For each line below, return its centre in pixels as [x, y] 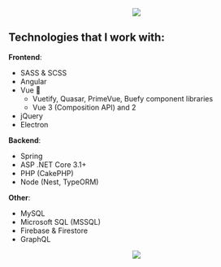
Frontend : [25, 57]
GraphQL [35, 239]
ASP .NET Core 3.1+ [53, 164]
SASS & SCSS [43, 72]
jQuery [31, 116]
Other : [19, 197]
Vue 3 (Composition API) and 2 [84, 107]
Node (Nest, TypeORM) [59, 182]
